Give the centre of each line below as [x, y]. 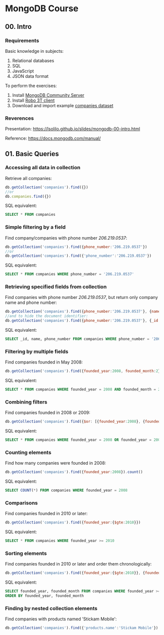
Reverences [20, 118]
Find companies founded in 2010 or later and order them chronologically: [78, 564]
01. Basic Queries [32, 154]
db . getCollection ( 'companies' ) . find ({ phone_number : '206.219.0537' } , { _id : [83, 321]
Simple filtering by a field [35, 227]
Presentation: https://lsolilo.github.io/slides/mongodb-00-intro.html [73, 129]
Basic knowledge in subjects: [34, 51]
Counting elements [28, 452]
